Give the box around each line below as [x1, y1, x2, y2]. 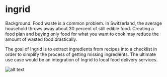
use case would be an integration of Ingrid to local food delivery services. [5, 56, 158, 62]
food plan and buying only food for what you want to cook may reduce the [5, 31, 159, 37]
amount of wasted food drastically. [5, 36, 77, 42]
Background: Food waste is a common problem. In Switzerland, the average [5, 20, 162, 26]
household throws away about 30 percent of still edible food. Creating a [5, 25, 154, 31]
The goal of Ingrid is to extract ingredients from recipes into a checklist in [5, 46, 157, 52]
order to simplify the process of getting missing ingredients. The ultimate [5, 51, 156, 57]
